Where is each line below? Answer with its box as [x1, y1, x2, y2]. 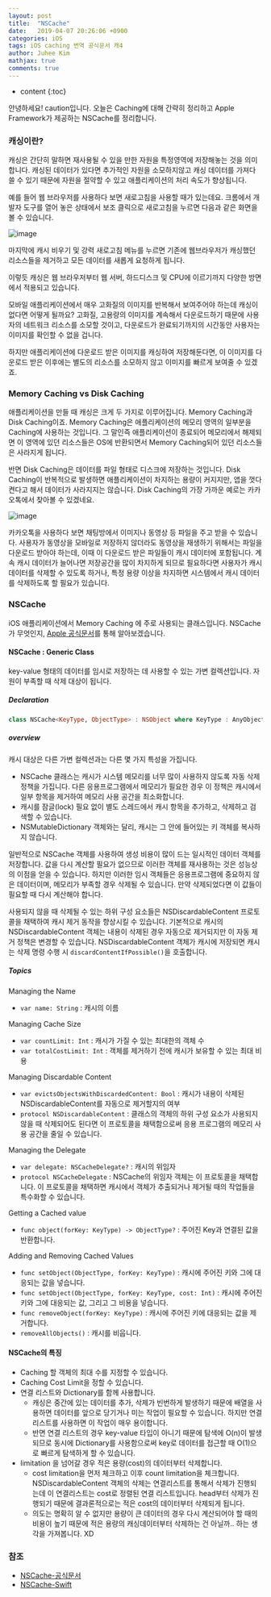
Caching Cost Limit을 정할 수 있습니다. [19, 1377, 144, 1387]
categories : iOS [8, 34, 63, 43]
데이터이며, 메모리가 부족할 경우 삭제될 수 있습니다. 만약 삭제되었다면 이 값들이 [16, 879, 262, 889]
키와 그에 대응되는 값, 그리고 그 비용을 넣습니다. [19, 1298, 169, 1307]
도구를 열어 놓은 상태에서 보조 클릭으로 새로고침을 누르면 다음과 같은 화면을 [23, 202, 258, 212]
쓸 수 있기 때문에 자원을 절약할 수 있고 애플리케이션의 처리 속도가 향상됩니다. [8, 175, 248, 186]
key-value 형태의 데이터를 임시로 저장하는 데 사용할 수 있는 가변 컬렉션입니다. [8, 666, 252, 676]
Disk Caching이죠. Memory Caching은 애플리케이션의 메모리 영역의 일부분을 [8, 417, 252, 427]
